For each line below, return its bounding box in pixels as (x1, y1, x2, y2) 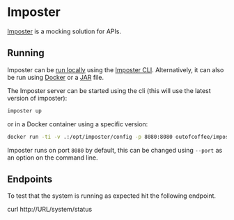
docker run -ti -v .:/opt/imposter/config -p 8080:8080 (7, 133, 173, 140)
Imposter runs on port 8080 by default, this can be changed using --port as (7, 146, 223, 154)
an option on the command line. (7, 153, 98, 162)
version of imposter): (7, 94, 68, 102)
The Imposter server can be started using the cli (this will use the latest (7, 86, 211, 94)
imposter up (7, 107, 42, 115)
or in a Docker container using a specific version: (7, 119, 148, 128)
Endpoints (7, 173, 53, 185)
